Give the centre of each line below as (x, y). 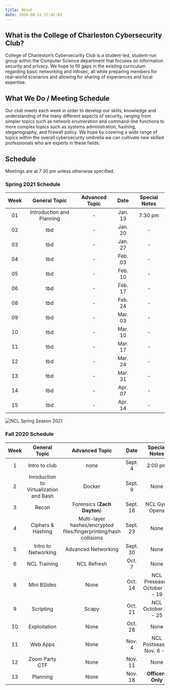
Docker (92, 486)
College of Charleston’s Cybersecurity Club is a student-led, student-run (81, 55)
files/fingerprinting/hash (92, 531)
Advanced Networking (92, 549)
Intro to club (42, 465)
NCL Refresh (92, 564)
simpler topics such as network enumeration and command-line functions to (85, 121)
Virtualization (42, 489)
